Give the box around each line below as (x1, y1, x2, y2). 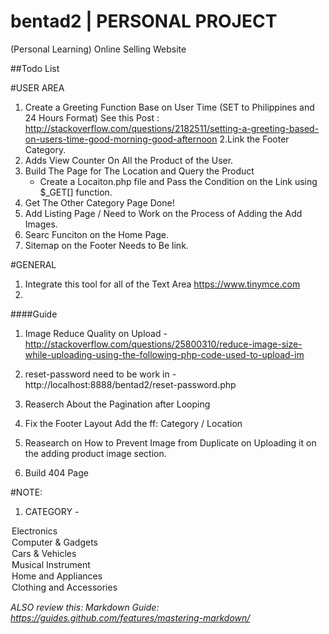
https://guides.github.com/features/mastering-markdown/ (10, 611, 251, 624)
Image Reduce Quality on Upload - (24, 327, 168, 339)
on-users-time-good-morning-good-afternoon (24, 133, 218, 145)
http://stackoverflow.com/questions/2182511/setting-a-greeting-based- (24, 122, 320, 134)
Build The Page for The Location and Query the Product (24, 165, 255, 177)
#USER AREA (10, 81, 65, 94)
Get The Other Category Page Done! (24, 196, 175, 209)
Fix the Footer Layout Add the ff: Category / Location (24, 417, 243, 429)
